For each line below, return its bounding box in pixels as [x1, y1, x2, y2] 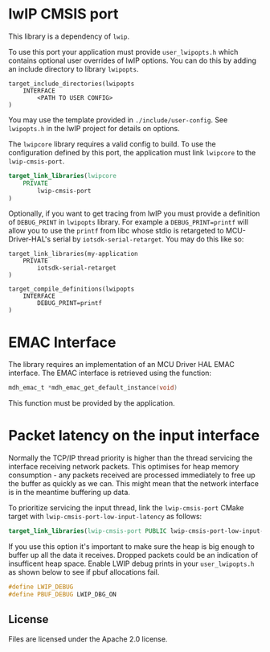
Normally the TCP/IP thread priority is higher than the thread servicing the [8, 453, 253, 463]
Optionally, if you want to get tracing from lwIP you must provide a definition [8, 208, 260, 218]
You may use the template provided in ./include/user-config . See [8, 114, 228, 125]
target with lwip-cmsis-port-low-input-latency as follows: [8, 512, 202, 522]
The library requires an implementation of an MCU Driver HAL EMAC [8, 360, 235, 369]
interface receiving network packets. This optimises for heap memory [8, 462, 239, 472]
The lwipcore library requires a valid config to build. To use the [8, 138, 216, 149]
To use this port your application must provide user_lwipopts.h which [8, 47, 239, 56]
